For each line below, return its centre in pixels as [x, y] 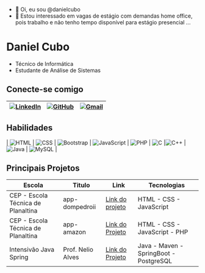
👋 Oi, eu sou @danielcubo [48, 9]
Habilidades [30, 128]
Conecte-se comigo [45, 89]
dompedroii [80, 207]
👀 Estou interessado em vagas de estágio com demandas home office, [104, 16]
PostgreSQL [155, 261]
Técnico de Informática [44, 63]
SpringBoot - [156, 253]
